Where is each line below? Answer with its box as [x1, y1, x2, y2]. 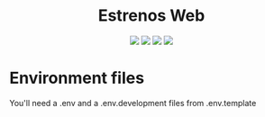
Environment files [9, 68, 145, 88]
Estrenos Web [97, 5, 206, 26]
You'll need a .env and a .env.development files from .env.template [9, 97, 257, 108]
